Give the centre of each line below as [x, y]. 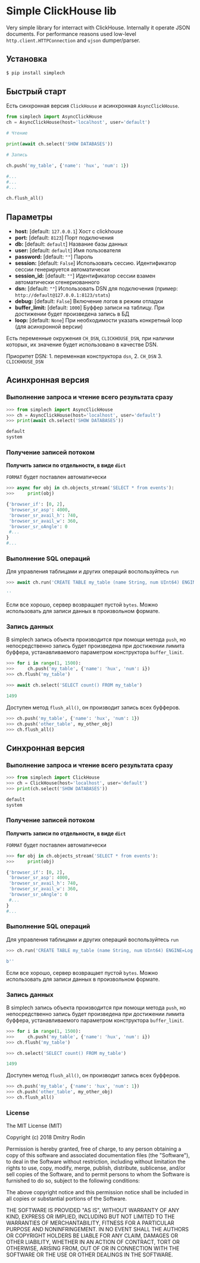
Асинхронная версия [48, 380]
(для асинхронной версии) [49, 327]
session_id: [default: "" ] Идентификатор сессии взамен [85, 276]
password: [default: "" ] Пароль [54, 257]
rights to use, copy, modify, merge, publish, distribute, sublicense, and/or [96, 1168]
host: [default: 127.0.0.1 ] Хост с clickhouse [69, 231]
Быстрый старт [36, 92]
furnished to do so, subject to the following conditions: [73, 1181]
